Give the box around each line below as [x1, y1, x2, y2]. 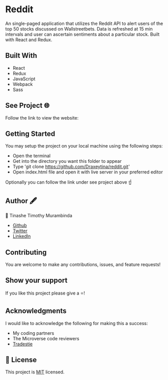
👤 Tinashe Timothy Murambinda [5, 213, 72, 219]
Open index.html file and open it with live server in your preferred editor [12, 169, 163, 175]
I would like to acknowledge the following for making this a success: [5, 320, 148, 326]
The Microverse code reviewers [12, 335, 80, 341]
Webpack [12, 81, 33, 87]
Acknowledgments [5, 307, 67, 315]
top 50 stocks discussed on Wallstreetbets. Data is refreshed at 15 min [5, 25, 153, 32]
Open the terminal [12, 153, 51, 159]
